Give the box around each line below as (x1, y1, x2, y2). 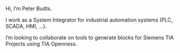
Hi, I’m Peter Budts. (5, 5, 52, 12)
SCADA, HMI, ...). (5, 23, 47, 29)
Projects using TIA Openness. (5, 41, 77, 47)
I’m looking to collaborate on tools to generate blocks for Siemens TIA (5, 34, 174, 41)
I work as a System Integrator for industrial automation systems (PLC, (5, 16, 174, 23)
